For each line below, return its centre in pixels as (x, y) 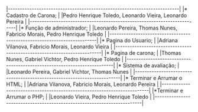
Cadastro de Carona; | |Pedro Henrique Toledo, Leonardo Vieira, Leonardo (97, 15)
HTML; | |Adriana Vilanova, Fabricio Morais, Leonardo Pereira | (82, 84)
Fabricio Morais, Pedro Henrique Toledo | (56, 34)
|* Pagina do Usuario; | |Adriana (139, 40)
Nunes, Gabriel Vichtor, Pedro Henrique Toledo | (65, 59)
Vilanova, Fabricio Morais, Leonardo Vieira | (59, 47)
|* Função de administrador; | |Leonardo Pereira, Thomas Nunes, (98, 28)
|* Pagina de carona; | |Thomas (143, 53)
